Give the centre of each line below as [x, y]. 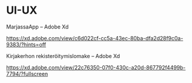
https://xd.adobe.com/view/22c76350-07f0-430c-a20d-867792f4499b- [96, 67]
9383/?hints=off [26, 44]
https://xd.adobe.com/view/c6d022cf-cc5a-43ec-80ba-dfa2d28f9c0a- [95, 38]
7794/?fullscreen [27, 74]
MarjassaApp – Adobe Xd [37, 27]
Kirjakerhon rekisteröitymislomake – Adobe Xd [63, 56]
